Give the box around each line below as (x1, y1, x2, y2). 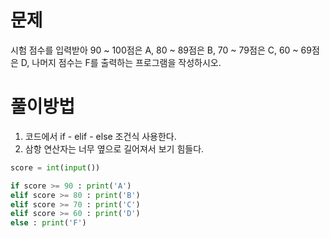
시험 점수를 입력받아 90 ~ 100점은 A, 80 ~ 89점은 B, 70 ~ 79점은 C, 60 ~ (10, 44, 299, 56)
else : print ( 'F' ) (10, 218, 87, 228)
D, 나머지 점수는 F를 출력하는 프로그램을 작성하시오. (20, 56, 222, 68)
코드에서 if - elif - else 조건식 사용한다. (24, 130, 177, 142)
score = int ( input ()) (10, 162, 101, 173)
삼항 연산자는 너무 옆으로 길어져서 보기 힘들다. (24, 142, 205, 155)
